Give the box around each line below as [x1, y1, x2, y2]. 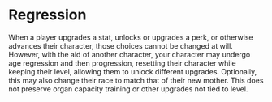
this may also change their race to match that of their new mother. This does [8, 75, 264, 85]
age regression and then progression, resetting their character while [8, 58, 237, 68]
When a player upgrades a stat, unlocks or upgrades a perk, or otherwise [8, 32, 253, 42]
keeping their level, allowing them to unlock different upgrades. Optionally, [8, 66, 257, 76]
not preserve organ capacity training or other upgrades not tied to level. [8, 83, 248, 94]
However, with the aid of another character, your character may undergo [8, 49, 251, 59]
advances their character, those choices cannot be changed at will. [8, 40, 233, 50]
